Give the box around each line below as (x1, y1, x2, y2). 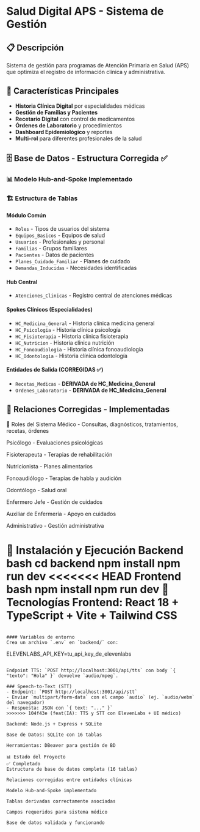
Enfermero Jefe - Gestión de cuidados (6, 498, 103, 506)
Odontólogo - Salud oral (6, 486, 67, 493)
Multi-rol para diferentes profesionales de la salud (15, 135, 142, 142)
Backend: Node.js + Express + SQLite (6, 721, 102, 727)
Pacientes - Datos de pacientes (15, 251, 95, 258)
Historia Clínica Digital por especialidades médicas (15, 102, 145, 110)
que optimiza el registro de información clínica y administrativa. (6, 69, 166, 75)
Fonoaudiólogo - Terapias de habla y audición (6, 474, 122, 482)
